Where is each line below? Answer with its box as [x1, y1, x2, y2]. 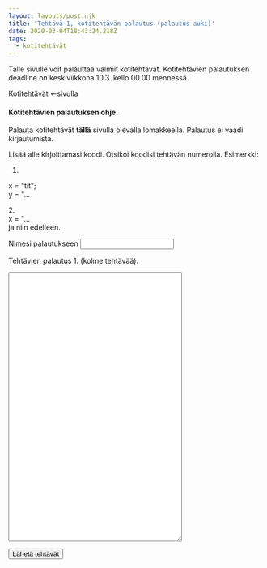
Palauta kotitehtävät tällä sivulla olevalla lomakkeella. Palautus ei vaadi [8, 125, 244, 135]
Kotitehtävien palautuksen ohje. [8, 107, 119, 117]
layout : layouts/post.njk [8, 11, 95, 20]
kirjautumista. [8, 134, 54, 144]
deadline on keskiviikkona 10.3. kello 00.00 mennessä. [8, 73, 189, 83]
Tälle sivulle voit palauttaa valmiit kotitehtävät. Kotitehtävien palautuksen [8, 64, 250, 74]
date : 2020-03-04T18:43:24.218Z [8, 27, 117, 35]
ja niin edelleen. [8, 222, 61, 232]
